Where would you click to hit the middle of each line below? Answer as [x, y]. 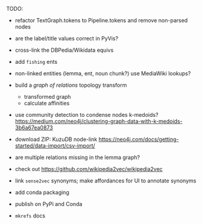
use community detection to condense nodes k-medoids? [87, 115]
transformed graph [47, 97]
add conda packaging [42, 192]
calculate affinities [47, 103]
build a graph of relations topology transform [71, 85]
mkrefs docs [30, 216]
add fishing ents [36, 62]
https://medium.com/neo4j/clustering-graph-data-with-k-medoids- [99, 121]
